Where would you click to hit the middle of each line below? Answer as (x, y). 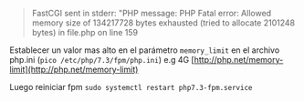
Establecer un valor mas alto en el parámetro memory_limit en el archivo (145, 50)
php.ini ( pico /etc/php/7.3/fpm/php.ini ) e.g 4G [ (102, 60)
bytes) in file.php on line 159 (85, 32)
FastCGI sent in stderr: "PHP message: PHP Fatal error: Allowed (152, 13)
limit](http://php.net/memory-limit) (74, 69)
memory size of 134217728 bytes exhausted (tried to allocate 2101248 (163, 23)
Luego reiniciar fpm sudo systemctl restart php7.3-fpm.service (131, 87)
